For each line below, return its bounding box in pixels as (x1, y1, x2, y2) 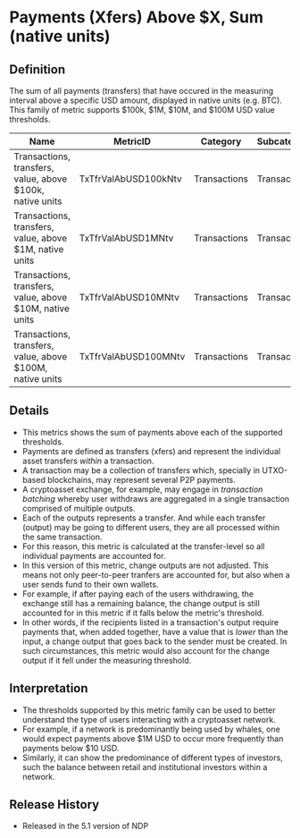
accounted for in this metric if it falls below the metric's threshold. (21, 607, 265, 618)
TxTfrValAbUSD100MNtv (79, 351, 186, 362)
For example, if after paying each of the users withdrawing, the (21, 588, 254, 599)
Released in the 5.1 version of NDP (21, 821, 149, 832)
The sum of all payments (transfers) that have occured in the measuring (9, 86, 274, 96)
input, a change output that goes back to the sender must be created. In (21, 636, 287, 647)
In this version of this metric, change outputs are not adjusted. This (21, 560, 270, 571)
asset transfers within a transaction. (21, 455, 154, 466)
